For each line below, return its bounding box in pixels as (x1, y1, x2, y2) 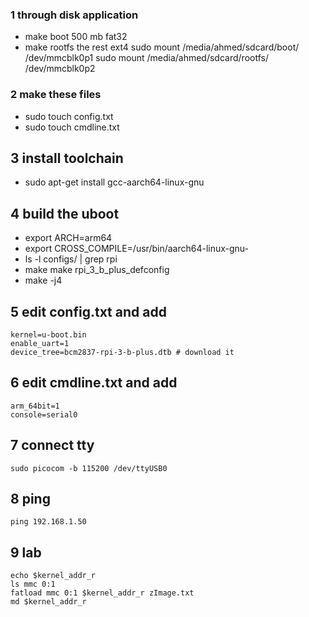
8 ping (10, 491, 51, 508)
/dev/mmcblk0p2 (24, 63, 96, 75)
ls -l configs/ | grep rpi (24, 253, 118, 265)
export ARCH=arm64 (24, 232, 113, 244)
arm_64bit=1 (10, 401, 60, 411)
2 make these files (10, 88, 102, 102)
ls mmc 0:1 (10, 579, 56, 590)
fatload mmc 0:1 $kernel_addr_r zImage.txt (10, 588, 195, 598)
